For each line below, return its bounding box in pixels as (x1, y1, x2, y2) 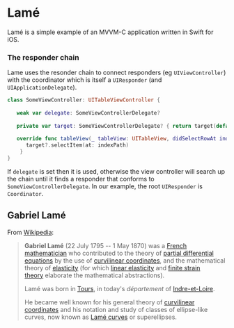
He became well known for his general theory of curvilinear (24, 297, 195, 306)
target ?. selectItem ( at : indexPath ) (25, 142, 130, 149)
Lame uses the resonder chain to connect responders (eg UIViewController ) (7, 68, 226, 77)
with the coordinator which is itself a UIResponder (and (7, 76, 162, 84)
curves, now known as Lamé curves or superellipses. (24, 313, 178, 321)
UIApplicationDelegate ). (7, 83, 77, 92)
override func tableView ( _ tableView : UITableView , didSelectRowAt (16, 136, 217, 142)
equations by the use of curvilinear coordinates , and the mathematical (24, 256, 226, 265)
